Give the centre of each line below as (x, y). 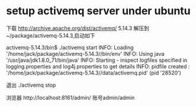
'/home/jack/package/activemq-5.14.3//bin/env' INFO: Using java (85, 53)
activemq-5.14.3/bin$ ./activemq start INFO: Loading (70, 47)
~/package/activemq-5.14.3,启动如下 (51, 35)
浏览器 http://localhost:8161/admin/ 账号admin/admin (70, 97)
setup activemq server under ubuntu (98, 11)
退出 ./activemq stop (31, 85)
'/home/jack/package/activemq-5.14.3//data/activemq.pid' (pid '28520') (94, 73)
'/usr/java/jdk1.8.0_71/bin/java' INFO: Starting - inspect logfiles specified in (97, 60)
